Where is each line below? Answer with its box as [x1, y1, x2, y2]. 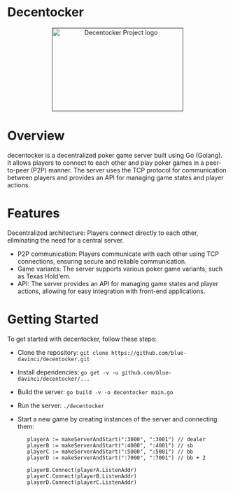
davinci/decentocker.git [17, 356, 90, 363]
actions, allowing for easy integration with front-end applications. [17, 287, 206, 295]
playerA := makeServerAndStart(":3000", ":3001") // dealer [27, 435, 206, 443]
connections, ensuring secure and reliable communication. [17, 257, 187, 265]
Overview [7, 128, 65, 144]
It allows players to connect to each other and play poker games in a [7, 158, 204, 167]
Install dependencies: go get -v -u [17, 367, 119, 376]
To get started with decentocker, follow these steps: [7, 335, 157, 343]
